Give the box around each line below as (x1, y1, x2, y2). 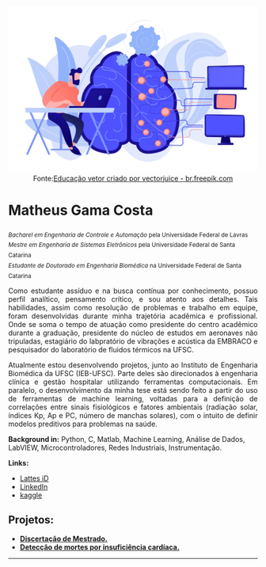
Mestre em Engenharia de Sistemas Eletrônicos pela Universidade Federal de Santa (8, 241, 236, 249)
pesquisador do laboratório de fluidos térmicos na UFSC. (8, 344, 194, 354)
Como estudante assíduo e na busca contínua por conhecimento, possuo (8, 286, 258, 295)
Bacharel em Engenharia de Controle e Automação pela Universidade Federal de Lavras (8, 230, 249, 239)
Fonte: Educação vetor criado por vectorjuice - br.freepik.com (32, 173, 234, 183)
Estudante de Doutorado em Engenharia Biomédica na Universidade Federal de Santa (8, 261, 241, 269)
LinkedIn (19, 481, 48, 491)
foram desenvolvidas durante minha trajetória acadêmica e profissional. (8, 311, 258, 321)
